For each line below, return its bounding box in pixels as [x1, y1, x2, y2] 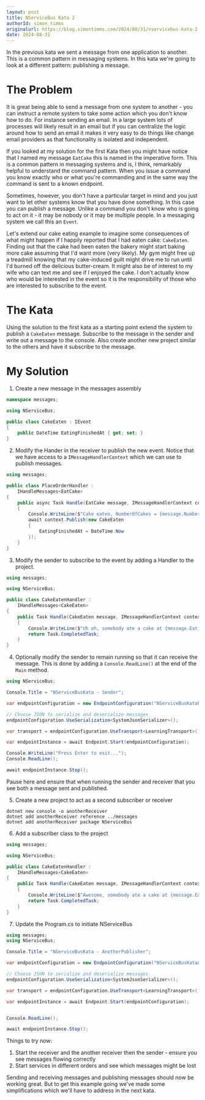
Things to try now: [6, 1037, 52, 1044]
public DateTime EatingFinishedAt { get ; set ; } [17, 430, 143, 436]
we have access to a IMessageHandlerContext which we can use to [15, 454, 182, 461]
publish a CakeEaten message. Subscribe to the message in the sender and [6, 330, 194, 337]
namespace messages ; [6, 396, 59, 403]
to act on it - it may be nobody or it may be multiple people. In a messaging [6, 212, 195, 219]
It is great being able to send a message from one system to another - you [6, 103, 193, 111]
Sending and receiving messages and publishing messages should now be [6, 1074, 194, 1081]
